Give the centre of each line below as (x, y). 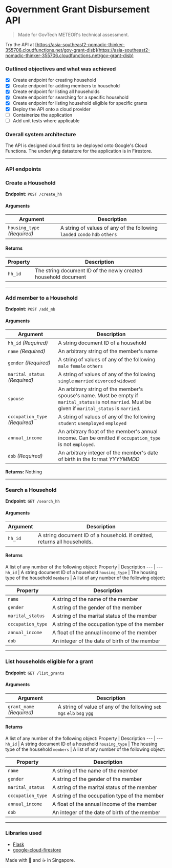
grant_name (21, 707)
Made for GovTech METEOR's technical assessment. (73, 34)
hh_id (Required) (28, 343)
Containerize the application (42, 115)
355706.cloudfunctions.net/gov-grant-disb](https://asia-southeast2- (78, 50)
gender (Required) (29, 363)
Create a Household (30, 182)
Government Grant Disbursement (78, 10)
